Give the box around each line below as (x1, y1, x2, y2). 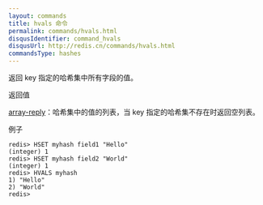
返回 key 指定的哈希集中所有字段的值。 (8, 73, 138, 82)
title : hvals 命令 (8, 19, 68, 28)
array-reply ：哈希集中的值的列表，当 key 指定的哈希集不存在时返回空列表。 (8, 107, 261, 117)
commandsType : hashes (8, 49, 82, 58)
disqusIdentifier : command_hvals (8, 34, 121, 43)
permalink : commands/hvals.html (8, 27, 117, 35)
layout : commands (8, 11, 67, 20)
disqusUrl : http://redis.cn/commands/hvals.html (8, 42, 176, 50)
